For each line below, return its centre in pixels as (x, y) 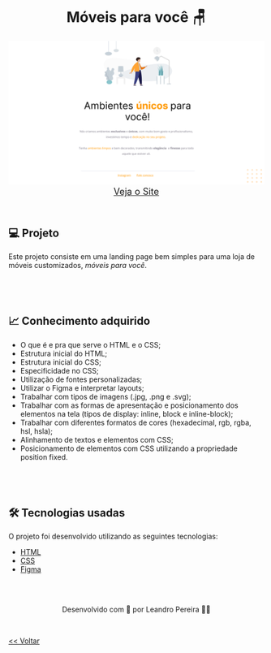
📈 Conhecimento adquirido (80, 321)
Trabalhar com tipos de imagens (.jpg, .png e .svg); (105, 396)
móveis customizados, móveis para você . (78, 266)
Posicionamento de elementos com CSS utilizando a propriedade (129, 448)
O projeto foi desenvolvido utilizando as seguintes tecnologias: (113, 536)
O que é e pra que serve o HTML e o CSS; (90, 344)
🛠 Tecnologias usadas (67, 513)
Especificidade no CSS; (59, 370)
